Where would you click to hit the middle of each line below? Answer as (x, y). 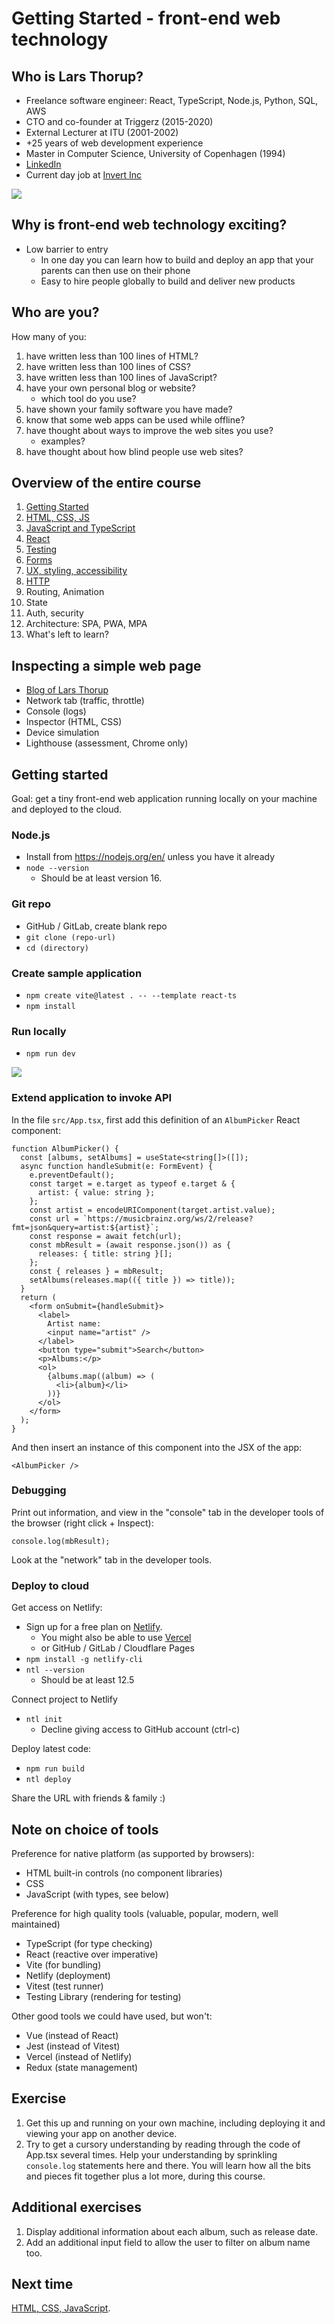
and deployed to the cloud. (67, 809)
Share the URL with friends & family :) (88, 1798)
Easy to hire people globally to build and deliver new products (168, 281)
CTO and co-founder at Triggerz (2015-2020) (119, 121)
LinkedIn (43, 164)
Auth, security (54, 613)
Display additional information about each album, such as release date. (172, 2231)
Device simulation (62, 733)
